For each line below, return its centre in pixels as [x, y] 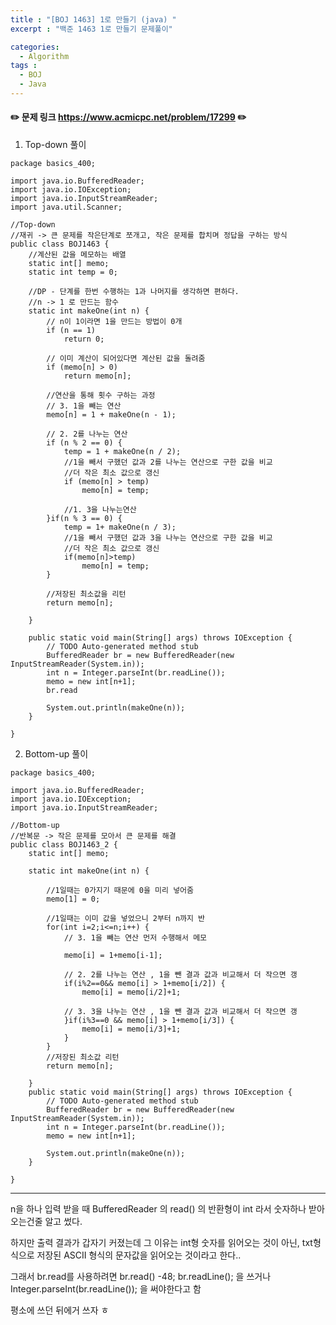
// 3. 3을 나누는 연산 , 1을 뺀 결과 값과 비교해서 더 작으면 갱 [180, 1012]
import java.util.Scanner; [66, 207]
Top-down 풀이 [55, 145]
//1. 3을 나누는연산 [100, 510]
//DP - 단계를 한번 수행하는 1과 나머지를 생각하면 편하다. [134, 292]
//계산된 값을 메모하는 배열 [77, 255]
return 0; [84, 339]
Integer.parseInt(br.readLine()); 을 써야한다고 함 [106, 1289]
